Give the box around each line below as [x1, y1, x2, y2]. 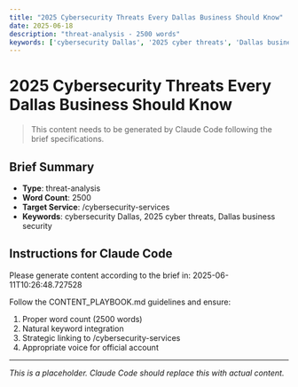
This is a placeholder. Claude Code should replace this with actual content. [9, 367, 285, 378]
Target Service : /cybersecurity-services [21, 201, 170, 212]
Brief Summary [9, 159, 95, 174]
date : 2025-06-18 [9, 21, 74, 30]
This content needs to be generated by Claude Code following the [30, 124, 272, 135]
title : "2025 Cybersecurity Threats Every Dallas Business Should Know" [9, 12, 284, 22]
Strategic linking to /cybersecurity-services [21, 332, 181, 343]
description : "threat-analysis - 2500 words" [9, 29, 180, 38]
